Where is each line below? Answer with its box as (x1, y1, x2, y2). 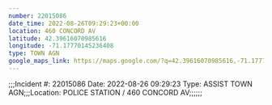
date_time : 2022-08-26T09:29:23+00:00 (8, 19, 139, 27)
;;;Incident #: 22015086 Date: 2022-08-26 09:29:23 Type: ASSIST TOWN (8, 78, 253, 89)
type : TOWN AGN (8, 49, 60, 57)
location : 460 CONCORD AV (8, 27, 96, 35)
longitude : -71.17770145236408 (8, 42, 114, 50)
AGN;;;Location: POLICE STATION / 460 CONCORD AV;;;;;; (8, 87, 202, 97)
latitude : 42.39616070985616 (8, 34, 107, 43)
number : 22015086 (8, 11, 67, 20)
